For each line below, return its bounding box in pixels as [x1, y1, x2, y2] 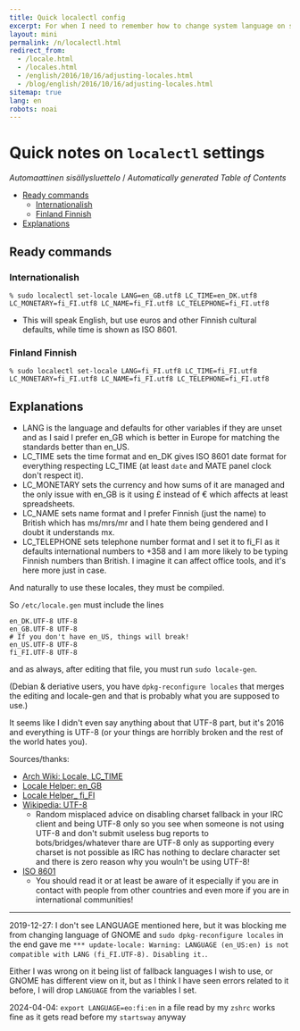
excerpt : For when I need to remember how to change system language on [9, 21, 286, 30]
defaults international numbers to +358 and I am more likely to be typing [21, 546, 288, 557]
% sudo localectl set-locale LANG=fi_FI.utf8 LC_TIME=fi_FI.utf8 [9, 367, 257, 376]
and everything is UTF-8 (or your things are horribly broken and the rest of [9, 726, 284, 737]
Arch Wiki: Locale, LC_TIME [21, 770, 123, 782]
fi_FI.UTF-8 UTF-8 [9, 648, 78, 657]
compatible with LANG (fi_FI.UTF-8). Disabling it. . [9, 948, 208, 959]
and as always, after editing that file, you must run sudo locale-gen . [9, 663, 257, 675]
